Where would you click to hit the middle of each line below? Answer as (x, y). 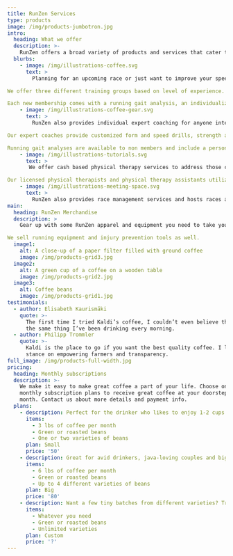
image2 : (25, 264)
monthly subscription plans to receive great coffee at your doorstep (124, 393)
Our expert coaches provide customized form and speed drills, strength (114, 135)
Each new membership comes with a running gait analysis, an (97, 104)
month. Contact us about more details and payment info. (104, 400)
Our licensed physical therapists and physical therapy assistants (107, 180)
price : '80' (43, 497)
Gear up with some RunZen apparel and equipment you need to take (118, 225)
